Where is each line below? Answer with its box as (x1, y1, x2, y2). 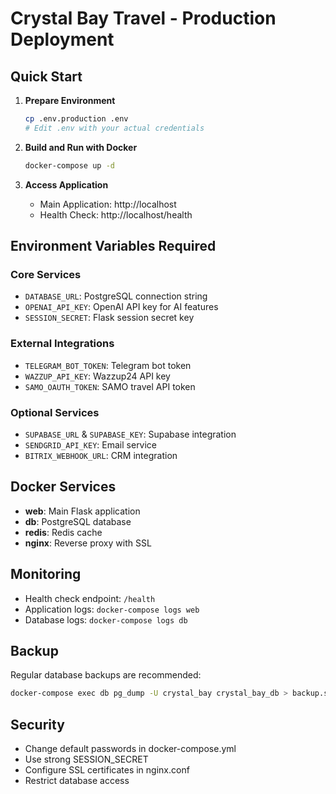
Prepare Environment (24, 95, 116, 106)
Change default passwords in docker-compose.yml (24, 743, 237, 755)
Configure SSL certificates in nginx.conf (24, 764, 190, 776)
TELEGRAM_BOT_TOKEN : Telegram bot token (24, 359, 192, 371)
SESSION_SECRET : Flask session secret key (24, 312, 195, 324)
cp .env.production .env (24, 114, 129, 124)
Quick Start (10, 68, 83, 85)
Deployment (10, 28, 115, 51)
